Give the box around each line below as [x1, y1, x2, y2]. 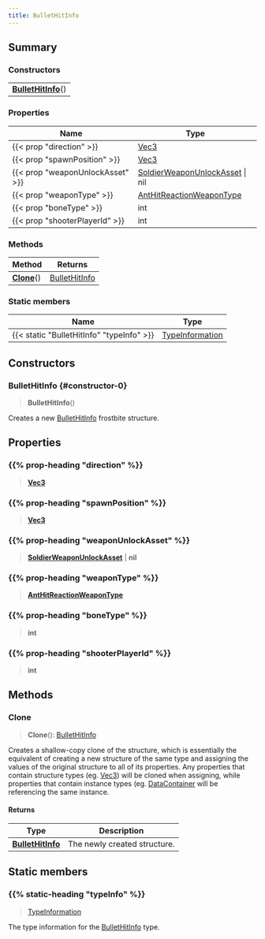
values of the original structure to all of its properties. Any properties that [8, 762, 245, 771]
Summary [8, 41, 58, 54]
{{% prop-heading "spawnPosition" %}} [8, 497, 167, 509]
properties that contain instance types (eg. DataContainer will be [8, 778, 218, 788]
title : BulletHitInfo [8, 11, 80, 20]
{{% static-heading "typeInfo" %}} [8, 889, 146, 900]
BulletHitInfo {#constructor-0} [8, 380, 128, 391]
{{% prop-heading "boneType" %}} [8, 610, 147, 621]
